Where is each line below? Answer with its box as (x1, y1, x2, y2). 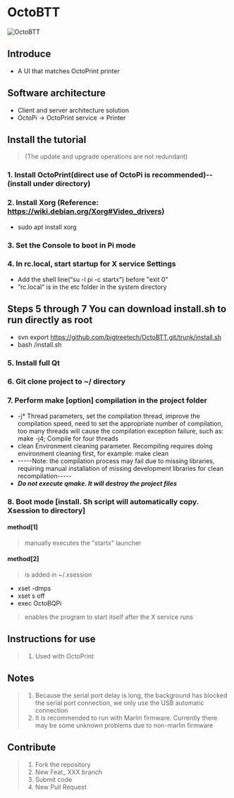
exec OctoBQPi (17, 599, 62, 608)
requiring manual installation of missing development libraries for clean (17, 464, 224, 472)
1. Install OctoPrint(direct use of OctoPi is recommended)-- (7, 170, 213, 180)
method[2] (7, 555, 39, 563)
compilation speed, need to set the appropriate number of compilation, (17, 419, 223, 427)
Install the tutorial (7, 133, 87, 145)
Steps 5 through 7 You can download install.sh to (7, 303, 227, 315)
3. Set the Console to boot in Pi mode (7, 240, 136, 250)
